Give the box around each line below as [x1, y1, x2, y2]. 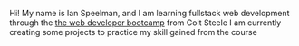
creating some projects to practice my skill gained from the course [9, 27, 258, 37]
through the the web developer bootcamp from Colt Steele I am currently [9, 17, 282, 28]
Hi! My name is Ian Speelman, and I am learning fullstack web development [9, 8, 290, 18]
